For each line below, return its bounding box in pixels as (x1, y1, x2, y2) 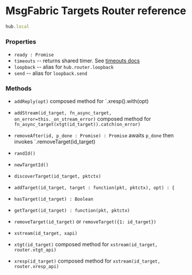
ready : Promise (14, 52, 54, 58)
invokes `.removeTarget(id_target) (14, 138, 96, 145)
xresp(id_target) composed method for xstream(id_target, (14, 257, 161, 264)
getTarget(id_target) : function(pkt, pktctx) (14, 208, 130, 214)
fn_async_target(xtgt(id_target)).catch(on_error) (14, 122, 141, 128)
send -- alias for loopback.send (14, 69, 87, 77)
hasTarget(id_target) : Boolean (14, 196, 93, 203)
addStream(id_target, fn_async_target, (14, 110, 112, 116)
